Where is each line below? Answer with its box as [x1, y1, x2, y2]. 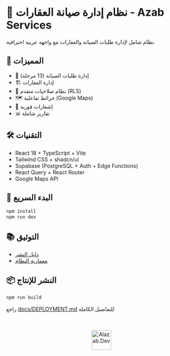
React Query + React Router [14, 169, 85, 176]
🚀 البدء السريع [6, 192, 53, 202]
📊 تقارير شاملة [14, 109, 50, 117]
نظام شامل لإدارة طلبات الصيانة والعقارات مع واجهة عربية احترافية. [6, 38, 156, 45]
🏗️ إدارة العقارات [14, 79, 54, 86]
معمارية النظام [14, 257, 48, 264]
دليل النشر [14, 250, 39, 257]
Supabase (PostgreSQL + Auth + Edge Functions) [14, 162, 139, 169]
